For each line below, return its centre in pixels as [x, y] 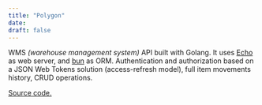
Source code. [30, 93]
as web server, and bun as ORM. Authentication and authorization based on [131, 61]
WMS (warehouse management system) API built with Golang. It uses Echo [131, 53]
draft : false [30, 30]
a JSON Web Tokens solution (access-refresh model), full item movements [129, 69]
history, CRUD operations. [51, 78]
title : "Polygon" [37, 15]
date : [17, 23]
